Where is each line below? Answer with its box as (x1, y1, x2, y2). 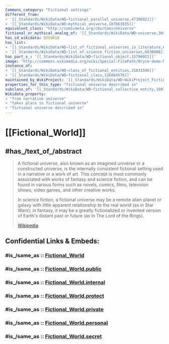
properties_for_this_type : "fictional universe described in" (5, 82, 138, 87)
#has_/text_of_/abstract (5, 147, 82, 156)
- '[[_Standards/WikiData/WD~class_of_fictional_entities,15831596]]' (5, 68, 156, 73)
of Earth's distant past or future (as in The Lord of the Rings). (17, 213, 144, 218)
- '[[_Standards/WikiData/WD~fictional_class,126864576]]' (5, 73, 132, 78)
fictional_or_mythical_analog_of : (5, 31, 78, 36)
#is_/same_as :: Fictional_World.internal (5, 279, 106, 286)
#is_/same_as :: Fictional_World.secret (5, 332, 102, 339)
